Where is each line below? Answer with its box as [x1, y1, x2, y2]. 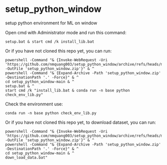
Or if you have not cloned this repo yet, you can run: [5, 48, 112, 54]
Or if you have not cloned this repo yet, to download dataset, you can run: [5, 119, 156, 125]
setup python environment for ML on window [5, 20, 97, 26]
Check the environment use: [5, 101, 63, 107]
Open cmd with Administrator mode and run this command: [5, 29, 127, 35]
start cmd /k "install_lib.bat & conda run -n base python [5, 88, 130, 93]
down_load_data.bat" [5, 155, 48, 160]
